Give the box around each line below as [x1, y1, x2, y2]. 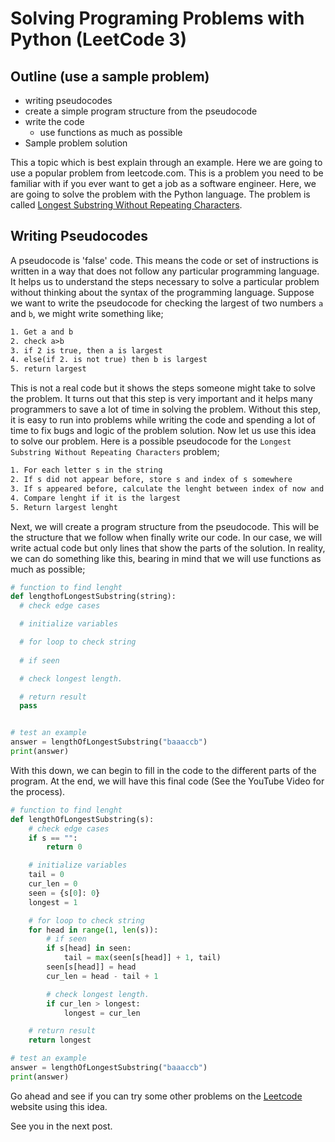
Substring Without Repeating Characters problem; [10, 446, 220, 458]
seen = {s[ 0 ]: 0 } [28, 888, 101, 898]
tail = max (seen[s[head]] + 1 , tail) [63, 953, 222, 963]
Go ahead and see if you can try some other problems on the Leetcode [10, 1090, 303, 1102]
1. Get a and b [10, 327, 74, 337]
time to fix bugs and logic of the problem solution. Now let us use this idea [10, 425, 317, 437]
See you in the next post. [10, 1120, 113, 1132]
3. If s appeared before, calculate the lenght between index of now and [10, 483, 325, 494]
